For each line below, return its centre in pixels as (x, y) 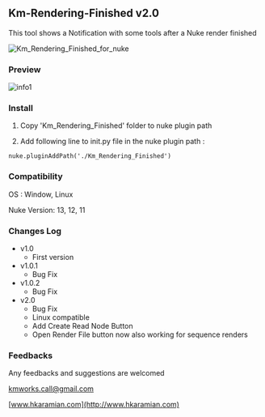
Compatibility (36, 177)
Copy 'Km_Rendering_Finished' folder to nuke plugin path (116, 126)
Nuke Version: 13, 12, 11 (47, 210)
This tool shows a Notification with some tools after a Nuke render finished (132, 32)
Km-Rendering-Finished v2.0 (84, 13)
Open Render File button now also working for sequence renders (140, 334)
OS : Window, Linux (41, 194)
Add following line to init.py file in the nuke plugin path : (112, 142)
